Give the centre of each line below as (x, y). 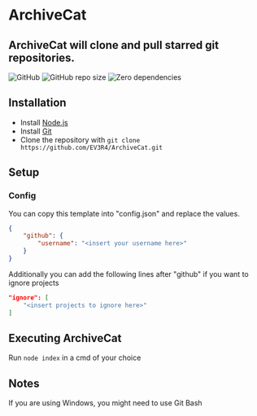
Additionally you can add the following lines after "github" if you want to (129, 274)
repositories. (42, 57)
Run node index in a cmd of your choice (75, 358)
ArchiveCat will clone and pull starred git (114, 45)
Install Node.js (44, 122)
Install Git (36, 131)
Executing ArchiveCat (65, 338)
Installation (37, 103)
